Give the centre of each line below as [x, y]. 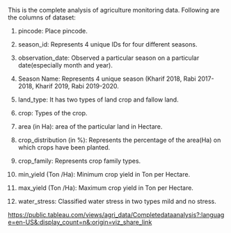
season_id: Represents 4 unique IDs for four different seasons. [107, 44]
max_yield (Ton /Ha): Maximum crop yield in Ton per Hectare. [106, 188]
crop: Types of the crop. [53, 113]
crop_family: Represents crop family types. [79, 161]
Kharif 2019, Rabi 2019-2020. [77, 86]
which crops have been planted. [64, 147]
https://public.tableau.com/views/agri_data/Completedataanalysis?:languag [116, 215]
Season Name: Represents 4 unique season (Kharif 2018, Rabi [107, 79]
